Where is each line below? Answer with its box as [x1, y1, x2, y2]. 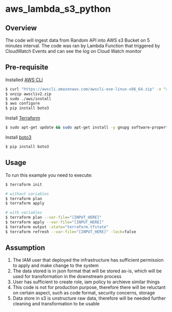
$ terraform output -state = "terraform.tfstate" [5, 224, 109, 229]
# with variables [5, 210, 42, 215]
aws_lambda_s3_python [5, 3, 111, 15]
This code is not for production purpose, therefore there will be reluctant [12, 284, 166, 290]
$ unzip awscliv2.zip [5, 91, 52, 97]
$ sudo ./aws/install [5, 96, 52, 101]
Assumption [5, 244, 45, 252]
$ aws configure [5, 101, 40, 106]
